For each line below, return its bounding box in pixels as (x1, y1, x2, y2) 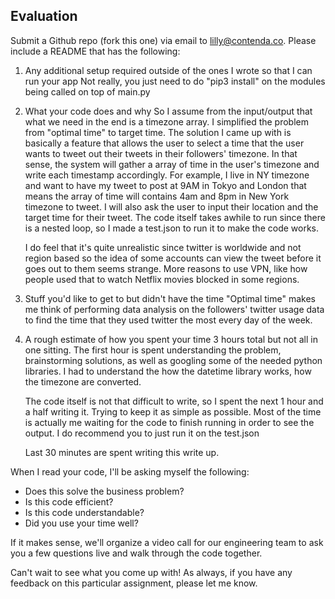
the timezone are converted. (24, 375, 142, 388)
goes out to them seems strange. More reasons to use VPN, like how (24, 262, 308, 274)
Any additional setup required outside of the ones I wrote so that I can (24, 64, 313, 76)
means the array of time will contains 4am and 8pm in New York (24, 190, 290, 202)
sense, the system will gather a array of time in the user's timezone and (24, 158, 320, 170)
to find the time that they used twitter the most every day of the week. (24, 314, 313, 326)
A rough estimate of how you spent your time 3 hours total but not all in (24, 333, 318, 345)
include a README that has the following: (10, 45, 181, 57)
